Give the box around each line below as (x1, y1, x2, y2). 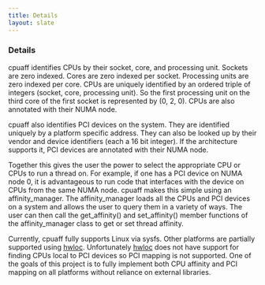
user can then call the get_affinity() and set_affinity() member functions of (8, 210, 248, 220)
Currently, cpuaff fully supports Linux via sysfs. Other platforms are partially (8, 234, 255, 243)
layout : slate (8, 19, 55, 27)
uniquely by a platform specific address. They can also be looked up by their (8, 128, 257, 138)
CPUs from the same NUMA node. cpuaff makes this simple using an (8, 185, 232, 194)
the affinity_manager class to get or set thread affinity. (8, 218, 184, 228)
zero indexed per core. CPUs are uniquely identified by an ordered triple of (8, 80, 251, 89)
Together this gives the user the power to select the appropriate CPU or (8, 160, 241, 169)
